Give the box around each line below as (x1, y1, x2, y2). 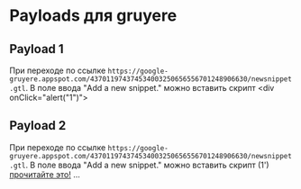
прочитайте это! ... (9, 168, 81, 180)
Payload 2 (9, 118, 67, 133)
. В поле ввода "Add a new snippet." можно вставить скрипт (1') (25, 159, 269, 170)
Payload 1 (9, 41, 65, 57)
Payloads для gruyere (9, 5, 178, 26)
